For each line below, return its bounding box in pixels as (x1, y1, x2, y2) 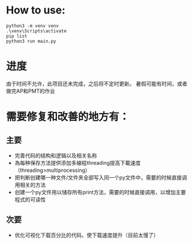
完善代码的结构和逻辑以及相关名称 (14, 152, 97, 159)
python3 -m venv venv (6, 23, 59, 29)
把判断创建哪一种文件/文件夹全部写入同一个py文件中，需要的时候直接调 (14, 174, 188, 181)
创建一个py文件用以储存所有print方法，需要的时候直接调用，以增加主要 (14, 188, 187, 195)
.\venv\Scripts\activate (6, 28, 67, 34)
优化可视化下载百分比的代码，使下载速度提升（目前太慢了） (14, 231, 159, 238)
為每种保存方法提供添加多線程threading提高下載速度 (14, 159, 141, 166)
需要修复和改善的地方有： (6, 110, 130, 124)
